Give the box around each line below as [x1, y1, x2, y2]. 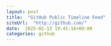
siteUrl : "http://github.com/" [6, 20, 87, 26]
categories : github [6, 31, 55, 37]
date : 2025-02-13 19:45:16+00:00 [6, 25, 93, 32]
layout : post [6, 8, 39, 15]
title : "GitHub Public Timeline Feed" [6, 14, 106, 20]
